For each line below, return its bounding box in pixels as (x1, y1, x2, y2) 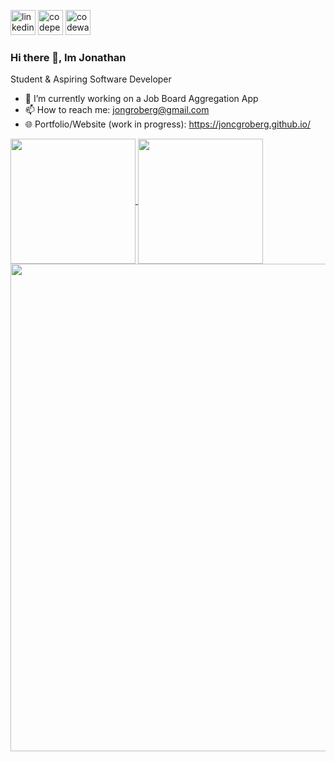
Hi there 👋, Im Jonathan (10, 50, 127, 64)
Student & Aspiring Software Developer (10, 73, 172, 85)
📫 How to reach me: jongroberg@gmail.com (24, 104, 210, 116)
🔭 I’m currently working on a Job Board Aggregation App (24, 93, 259, 105)
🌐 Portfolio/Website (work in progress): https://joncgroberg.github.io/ (24, 118, 312, 130)
